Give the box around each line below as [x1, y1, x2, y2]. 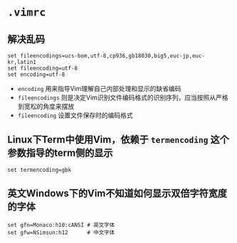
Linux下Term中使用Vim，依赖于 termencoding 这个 [7, 134, 230, 146]
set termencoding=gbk [7, 166, 72, 173]
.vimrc [7, 6, 46, 19]
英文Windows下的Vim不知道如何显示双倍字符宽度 [7, 188, 228, 200]
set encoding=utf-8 [7, 71, 65, 78]
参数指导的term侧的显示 [7, 147, 113, 159]
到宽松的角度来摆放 [17, 102, 75, 110]
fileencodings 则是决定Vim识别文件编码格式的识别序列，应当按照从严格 [17, 93, 229, 102]
